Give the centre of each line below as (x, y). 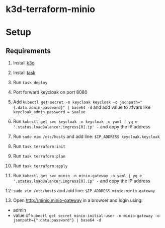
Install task (24, 73)
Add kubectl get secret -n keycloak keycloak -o (65, 102)
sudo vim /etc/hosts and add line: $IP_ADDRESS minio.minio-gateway (84, 191)
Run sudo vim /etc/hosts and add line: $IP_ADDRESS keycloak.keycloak (86, 136)
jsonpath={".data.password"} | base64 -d (57, 220)
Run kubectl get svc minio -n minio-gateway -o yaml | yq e (77, 176)
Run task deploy (30, 83)
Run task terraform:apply (40, 166)
